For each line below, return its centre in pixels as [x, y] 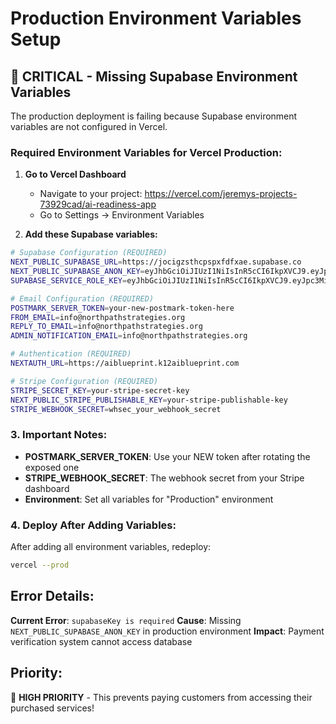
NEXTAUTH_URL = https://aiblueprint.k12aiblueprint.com [125, 363]
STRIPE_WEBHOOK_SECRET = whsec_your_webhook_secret [116, 409]
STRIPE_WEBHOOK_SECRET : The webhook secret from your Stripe [164, 478]
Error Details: [52, 596]
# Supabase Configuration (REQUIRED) [89, 253]
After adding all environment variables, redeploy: [111, 547]
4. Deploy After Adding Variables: [93, 525]
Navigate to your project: [91, 194]
